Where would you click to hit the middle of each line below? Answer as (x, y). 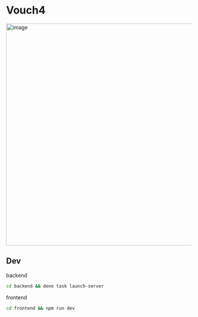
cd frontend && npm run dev (41, 308)
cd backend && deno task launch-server (55, 286)
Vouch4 (26, 10)
